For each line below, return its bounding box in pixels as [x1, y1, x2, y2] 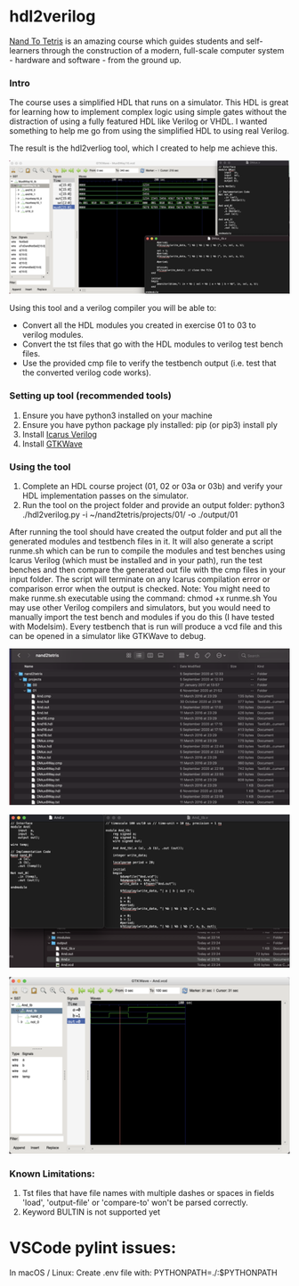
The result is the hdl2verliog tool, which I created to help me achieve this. [9, 143, 279, 153]
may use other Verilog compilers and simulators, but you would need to [9, 602, 271, 613]
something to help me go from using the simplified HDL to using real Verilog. [9, 126, 289, 136]
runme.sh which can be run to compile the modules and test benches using [9, 545, 286, 556]
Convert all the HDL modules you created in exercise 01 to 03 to [21, 320, 256, 331]
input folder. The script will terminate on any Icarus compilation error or [9, 574, 271, 585]
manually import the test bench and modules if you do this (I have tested [9, 612, 275, 623]
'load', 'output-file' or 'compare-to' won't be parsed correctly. [21, 1197, 249, 1208]
